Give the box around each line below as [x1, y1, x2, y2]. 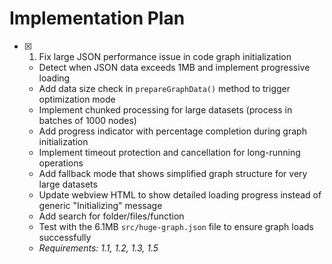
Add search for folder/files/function [38, 210, 185, 222]
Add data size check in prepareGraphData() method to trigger [38, 82, 291, 94]
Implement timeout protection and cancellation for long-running [38, 146, 301, 158]
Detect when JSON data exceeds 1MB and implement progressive [38, 61, 311, 73]
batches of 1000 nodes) [38, 114, 137, 126]
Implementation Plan [9, 7, 186, 30]
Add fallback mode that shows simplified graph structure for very [38, 167, 308, 179]
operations [38, 157, 84, 169]
